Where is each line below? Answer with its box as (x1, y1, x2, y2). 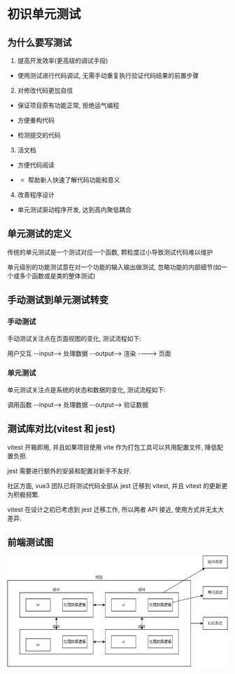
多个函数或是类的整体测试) (19, 271, 96, 280)
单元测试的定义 (7, 228, 72, 240)
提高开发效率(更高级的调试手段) (17, 57, 108, 65)
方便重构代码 (17, 116, 55, 124)
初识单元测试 (7, 6, 82, 22)
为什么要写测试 (7, 36, 72, 48)
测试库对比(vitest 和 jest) (7, 423, 116, 435)
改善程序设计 (17, 191, 55, 198)
